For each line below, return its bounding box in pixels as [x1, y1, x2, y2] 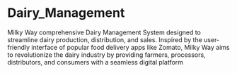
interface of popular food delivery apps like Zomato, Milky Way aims [31, 43, 230, 51]
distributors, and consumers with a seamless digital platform [7, 58, 184, 66]
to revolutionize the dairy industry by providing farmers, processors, [7, 51, 207, 59]
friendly [7, 43, 30, 51]
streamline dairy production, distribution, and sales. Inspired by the [7, 35, 203, 44]
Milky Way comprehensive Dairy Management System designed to [7, 28, 202, 36]
